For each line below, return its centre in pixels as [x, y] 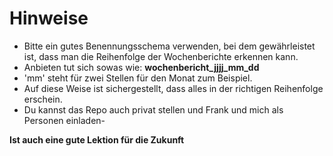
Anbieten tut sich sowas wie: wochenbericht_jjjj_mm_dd [141, 67]
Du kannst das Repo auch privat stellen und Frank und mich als [153, 109]
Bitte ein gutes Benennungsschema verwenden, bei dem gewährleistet [169, 46]
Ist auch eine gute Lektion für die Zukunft [97, 139]
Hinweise [49, 18]
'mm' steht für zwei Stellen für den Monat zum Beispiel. [138, 78]
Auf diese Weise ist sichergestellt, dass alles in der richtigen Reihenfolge [173, 88]
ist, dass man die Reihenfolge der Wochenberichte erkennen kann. [161, 56]
